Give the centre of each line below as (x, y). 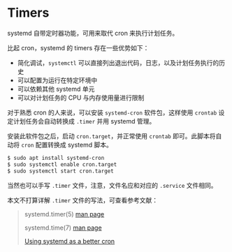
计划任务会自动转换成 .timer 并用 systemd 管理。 (84, 121)
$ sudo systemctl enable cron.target (62, 164)
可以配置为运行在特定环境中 (57, 80)
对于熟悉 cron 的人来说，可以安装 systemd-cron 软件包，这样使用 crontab (112, 112)
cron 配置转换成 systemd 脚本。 (67, 144)
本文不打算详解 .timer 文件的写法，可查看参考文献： (83, 200)
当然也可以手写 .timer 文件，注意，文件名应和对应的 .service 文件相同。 (112, 185)
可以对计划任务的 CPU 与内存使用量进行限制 (81, 97)
